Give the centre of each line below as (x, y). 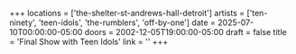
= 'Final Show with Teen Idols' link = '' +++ (89, 41)
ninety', (23, 22)
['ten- (257, 13)
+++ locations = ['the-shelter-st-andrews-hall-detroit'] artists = (127, 13)
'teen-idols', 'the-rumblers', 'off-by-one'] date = (127, 22)
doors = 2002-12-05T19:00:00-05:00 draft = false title (185, 32)
